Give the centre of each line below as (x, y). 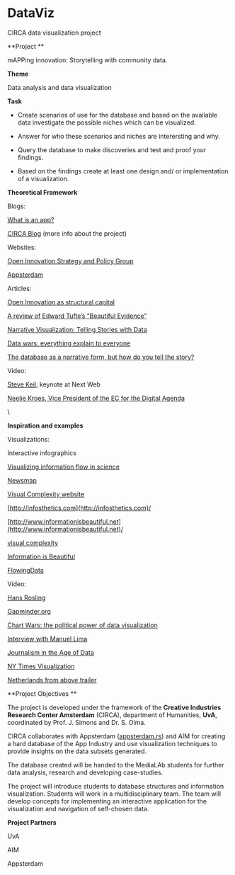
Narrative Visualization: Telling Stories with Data (77, 329)
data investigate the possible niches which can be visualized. (107, 122)
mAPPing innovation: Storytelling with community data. (87, 60)
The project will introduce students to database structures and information (116, 786)
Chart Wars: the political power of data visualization (82, 625)
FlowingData (25, 570)
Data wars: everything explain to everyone (69, 343)
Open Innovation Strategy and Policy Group (70, 261)
